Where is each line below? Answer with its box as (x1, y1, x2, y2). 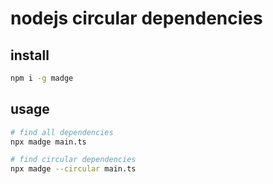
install (10, 47, 50, 64)
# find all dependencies (10, 127, 114, 137)
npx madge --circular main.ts (10, 164, 137, 174)
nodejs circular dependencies (10, 7, 263, 30)
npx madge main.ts (10, 137, 87, 147)
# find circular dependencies (10, 155, 137, 165)
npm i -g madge (10, 73, 74, 83)
